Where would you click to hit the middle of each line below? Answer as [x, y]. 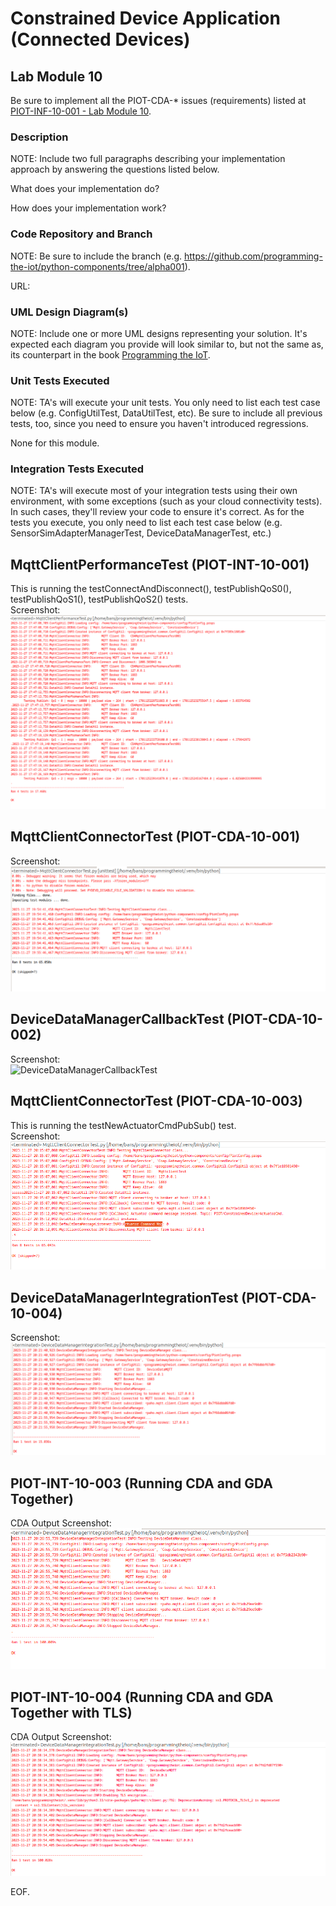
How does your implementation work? [88, 208]
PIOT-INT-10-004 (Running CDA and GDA [142, 1697]
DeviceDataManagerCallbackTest [117, 1019]
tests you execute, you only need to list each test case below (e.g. [146, 523]
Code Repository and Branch [81, 234]
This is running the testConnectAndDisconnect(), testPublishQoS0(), [151, 589]
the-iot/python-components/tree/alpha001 [97, 266]
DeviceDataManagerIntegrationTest [124, 1297]
